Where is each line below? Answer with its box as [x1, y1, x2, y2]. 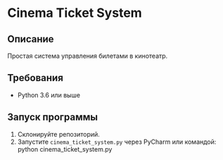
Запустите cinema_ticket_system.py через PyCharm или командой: [17, 137, 217, 146]
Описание [7, 33, 54, 45]
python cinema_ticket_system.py [17, 144, 113, 153]
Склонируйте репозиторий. [17, 130, 100, 138]
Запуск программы [7, 111, 98, 123]
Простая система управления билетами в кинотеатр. [7, 51, 168, 60]
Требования [7, 72, 63, 84]
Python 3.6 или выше [17, 90, 81, 99]
